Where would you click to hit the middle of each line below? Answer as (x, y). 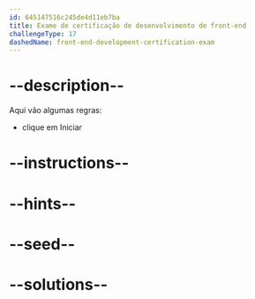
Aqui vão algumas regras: (56, 111)
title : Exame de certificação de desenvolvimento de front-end (128, 26)
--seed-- (42, 244)
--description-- (67, 86)
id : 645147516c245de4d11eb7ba (65, 17)
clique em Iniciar (52, 127)
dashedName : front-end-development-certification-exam (112, 42)
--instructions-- (69, 163)
